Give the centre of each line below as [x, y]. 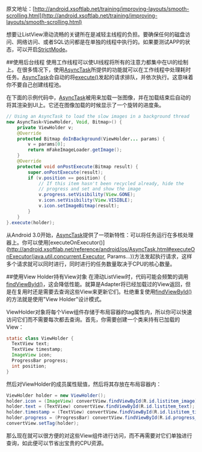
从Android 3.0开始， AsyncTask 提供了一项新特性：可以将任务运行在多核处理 [100, 235]
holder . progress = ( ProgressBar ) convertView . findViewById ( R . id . [90, 418]
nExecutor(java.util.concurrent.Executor [55, 256]
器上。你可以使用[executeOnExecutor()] [56, 242]
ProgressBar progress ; [40, 361]
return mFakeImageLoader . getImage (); [75, 150]
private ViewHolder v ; [45, 127]
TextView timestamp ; [37, 350]
